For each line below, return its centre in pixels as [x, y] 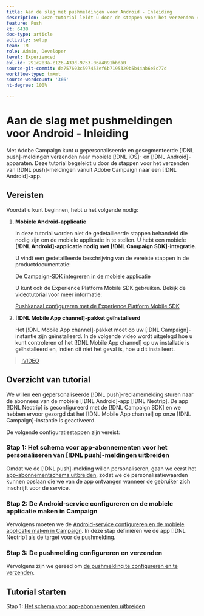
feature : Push [24, 23]
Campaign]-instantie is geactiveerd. [51, 420]
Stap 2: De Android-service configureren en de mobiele [90, 503]
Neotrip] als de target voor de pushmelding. [61, 537]
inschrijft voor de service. [38, 488]
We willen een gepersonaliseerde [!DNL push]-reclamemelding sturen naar [100, 394]
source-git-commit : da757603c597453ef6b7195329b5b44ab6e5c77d [87, 68]
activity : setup [27, 40]
